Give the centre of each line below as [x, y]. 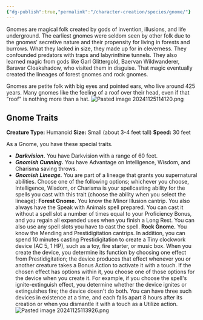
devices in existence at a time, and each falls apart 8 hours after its [99, 298]
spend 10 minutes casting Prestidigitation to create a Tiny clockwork [100, 239]
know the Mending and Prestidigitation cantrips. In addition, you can [100, 233]
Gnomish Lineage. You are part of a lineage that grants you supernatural [106, 175]
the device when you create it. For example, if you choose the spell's [101, 278]
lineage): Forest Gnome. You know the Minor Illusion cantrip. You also [102, 201]
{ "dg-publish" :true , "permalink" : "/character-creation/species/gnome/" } [98, 12]
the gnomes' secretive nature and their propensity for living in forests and [98, 42]
